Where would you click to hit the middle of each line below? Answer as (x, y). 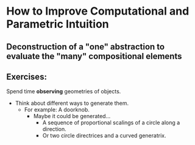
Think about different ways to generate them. (72, 103)
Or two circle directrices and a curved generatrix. (104, 136)
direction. (55, 129)
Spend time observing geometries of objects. (64, 91)
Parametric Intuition (58, 24)
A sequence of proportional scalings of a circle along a (111, 122)
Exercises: (27, 76)
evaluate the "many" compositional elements (94, 56)
